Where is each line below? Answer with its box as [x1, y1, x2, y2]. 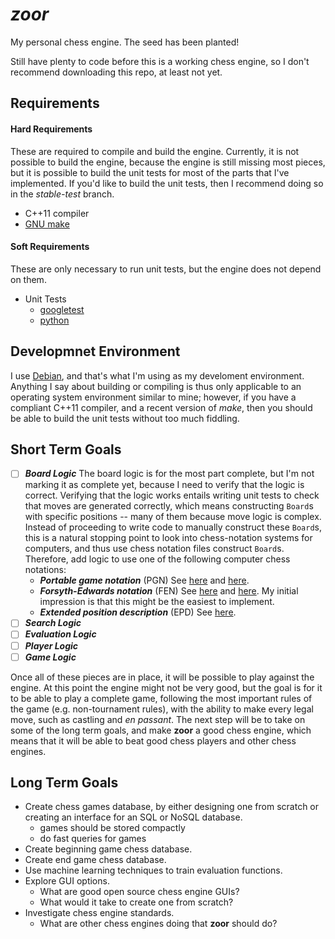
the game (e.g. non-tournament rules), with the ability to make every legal [10, 703, 314, 715]
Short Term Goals [10, 441, 122, 458]
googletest [39, 303, 85, 315]
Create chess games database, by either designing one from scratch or [24, 801, 320, 813]
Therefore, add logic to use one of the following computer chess [24, 553, 291, 565]
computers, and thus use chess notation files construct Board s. [24, 543, 285, 555]
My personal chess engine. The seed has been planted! [10, 36, 240, 48]
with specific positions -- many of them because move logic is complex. [24, 511, 322, 523]
